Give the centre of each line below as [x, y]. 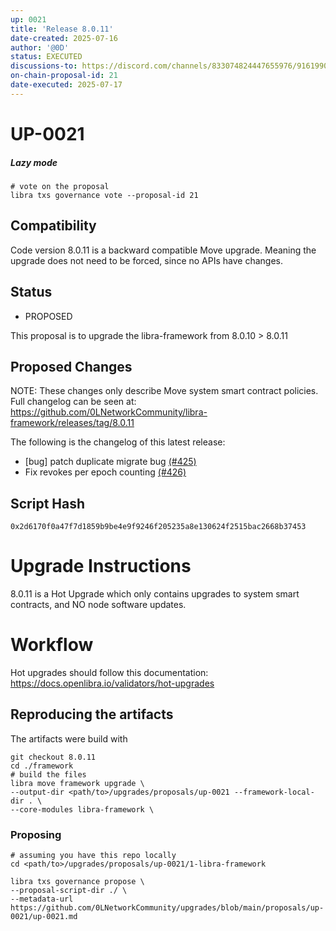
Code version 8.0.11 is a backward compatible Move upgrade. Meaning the [163, 250]
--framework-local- [274, 792]
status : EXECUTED [46, 57]
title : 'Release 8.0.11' [62, 29]
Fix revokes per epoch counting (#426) [105, 472]
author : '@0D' [40, 47]
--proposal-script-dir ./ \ [69, 891]
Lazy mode [34, 162]
